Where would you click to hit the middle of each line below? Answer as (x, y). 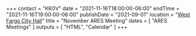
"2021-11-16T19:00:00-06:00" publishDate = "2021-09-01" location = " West (98, 15)
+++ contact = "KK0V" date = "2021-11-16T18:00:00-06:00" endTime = (93, 8)
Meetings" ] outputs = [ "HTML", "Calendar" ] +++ (67, 27)
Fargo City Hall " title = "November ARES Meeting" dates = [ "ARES (87, 21)
